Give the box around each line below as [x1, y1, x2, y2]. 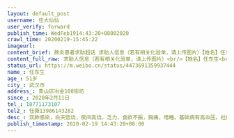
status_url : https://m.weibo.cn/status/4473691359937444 [7, 62, 176, 69]
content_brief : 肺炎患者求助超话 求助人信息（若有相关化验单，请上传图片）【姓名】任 [7, 49, 226, 56]
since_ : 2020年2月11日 [7, 95, 70, 102]
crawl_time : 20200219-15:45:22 [7, 36, 98, 43]
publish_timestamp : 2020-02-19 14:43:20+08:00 [7, 120, 145, 128]
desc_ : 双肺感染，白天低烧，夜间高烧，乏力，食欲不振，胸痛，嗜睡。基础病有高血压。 [7, 114, 221, 121]
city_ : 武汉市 [7, 82, 45, 89]
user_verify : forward [7, 23, 70, 30]
